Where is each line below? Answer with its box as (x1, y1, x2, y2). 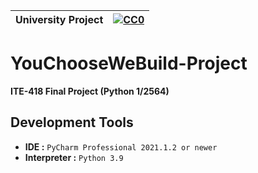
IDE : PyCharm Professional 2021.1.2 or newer (24, 140, 218, 153)
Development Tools (10, 114, 134, 131)
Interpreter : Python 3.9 (24, 151, 124, 163)
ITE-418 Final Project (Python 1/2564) (10, 85, 170, 97)
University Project (15, 13, 104, 26)
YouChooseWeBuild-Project (10, 52, 248, 75)
